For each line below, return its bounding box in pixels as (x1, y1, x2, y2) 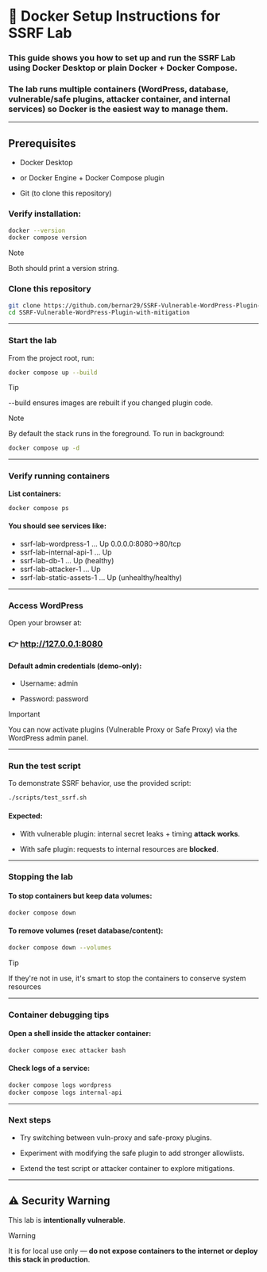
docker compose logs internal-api (8, 1088, 123, 1096)
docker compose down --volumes (8, 943, 112, 952)
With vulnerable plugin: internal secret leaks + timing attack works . (19, 829, 241, 838)
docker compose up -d (8, 444, 80, 452)
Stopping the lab (8, 872, 74, 883)
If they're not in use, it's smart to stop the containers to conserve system (8, 973, 246, 983)
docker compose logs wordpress (8, 1081, 112, 1089)
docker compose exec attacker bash (8, 1046, 126, 1054)
